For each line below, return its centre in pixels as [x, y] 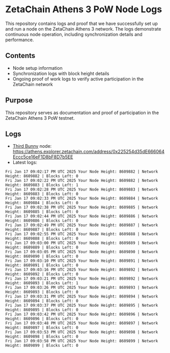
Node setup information [37, 68]
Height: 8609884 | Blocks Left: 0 [42, 203]
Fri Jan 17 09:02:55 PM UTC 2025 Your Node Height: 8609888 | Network [82, 234]
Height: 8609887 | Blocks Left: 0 [42, 230]
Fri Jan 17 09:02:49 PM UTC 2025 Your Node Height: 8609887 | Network [82, 225]
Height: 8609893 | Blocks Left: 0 [42, 292]
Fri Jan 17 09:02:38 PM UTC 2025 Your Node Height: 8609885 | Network [82, 207]
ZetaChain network [33, 84]
